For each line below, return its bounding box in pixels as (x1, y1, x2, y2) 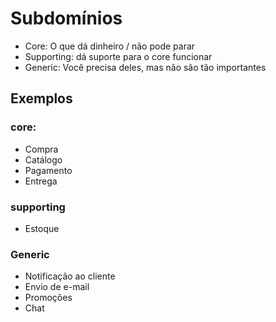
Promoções (24, 292, 73, 304)
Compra (24, 143, 59, 155)
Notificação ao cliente (24, 270, 116, 282)
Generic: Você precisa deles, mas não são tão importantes (24, 61, 267, 73)
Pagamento (24, 164, 73, 176)
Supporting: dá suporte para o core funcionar (24, 50, 213, 62)
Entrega (24, 175, 58, 187)
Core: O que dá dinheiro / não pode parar (24, 40, 196, 52)
